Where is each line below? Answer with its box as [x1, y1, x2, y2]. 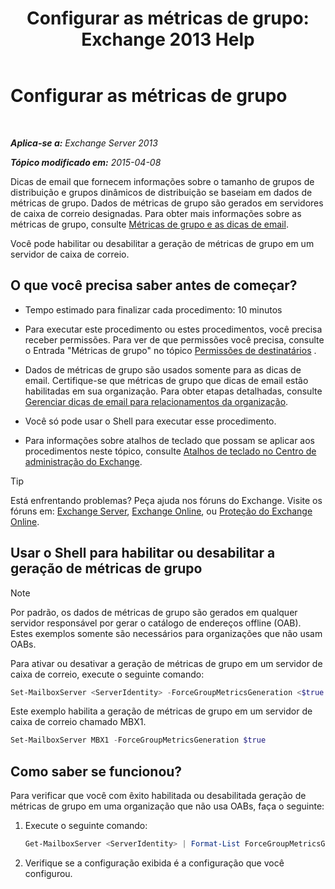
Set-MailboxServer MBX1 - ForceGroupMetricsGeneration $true [10, 735, 267, 746]
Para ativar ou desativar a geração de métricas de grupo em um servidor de [10, 657, 323, 669]
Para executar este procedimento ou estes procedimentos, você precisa [24, 323, 323, 335]
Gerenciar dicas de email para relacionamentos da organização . [24, 395, 289, 407]
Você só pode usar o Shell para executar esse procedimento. [24, 415, 277, 427]
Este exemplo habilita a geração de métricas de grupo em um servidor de [10, 705, 313, 717]
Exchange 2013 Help [81, 28, 255, 51]
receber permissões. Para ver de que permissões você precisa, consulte [24, 333, 325, 346]
